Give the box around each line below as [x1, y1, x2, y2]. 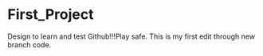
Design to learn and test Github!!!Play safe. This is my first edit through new [7, 32, 256, 41]
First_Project [7, 6, 94, 24]
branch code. [7, 39, 52, 49]
